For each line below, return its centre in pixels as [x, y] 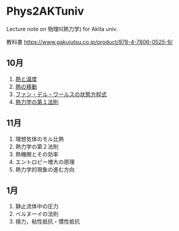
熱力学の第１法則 [37, 101]
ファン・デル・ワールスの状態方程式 [61, 94]
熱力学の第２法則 [37, 146]
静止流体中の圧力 [37, 207]
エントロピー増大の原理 [45, 162]
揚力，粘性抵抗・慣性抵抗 [48, 222]
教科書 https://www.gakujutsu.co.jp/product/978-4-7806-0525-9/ [89, 42]
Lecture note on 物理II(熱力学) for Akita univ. [62, 29]
